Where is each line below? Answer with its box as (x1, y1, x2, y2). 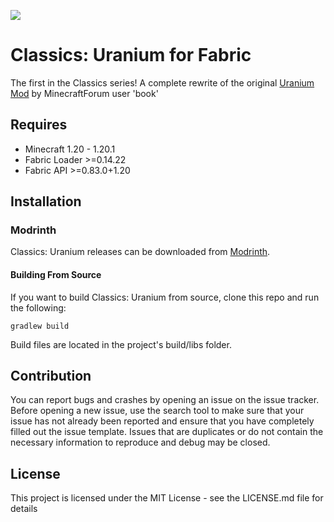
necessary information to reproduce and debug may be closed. (10, 436, 271, 449)
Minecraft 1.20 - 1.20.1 (24, 143, 116, 155)
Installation (10, 193, 82, 210)
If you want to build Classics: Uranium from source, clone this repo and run (10, 291, 320, 303)
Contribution (10, 368, 92, 385)
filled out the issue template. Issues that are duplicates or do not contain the (10, 426, 324, 438)
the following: (10, 301, 67, 314)
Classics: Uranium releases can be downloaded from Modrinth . (10, 246, 271, 258)
